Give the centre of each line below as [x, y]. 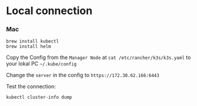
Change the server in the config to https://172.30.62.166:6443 [83, 75]
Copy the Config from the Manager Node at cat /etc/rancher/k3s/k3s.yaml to [98, 58]
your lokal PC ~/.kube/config [41, 64]
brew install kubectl [33, 42]
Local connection [49, 11]
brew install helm [29, 47]
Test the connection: [31, 87]
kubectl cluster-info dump [39, 97]
